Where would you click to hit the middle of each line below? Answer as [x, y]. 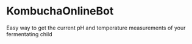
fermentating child [30, 34]
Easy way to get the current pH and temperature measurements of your [96, 28]
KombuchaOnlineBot [60, 11]
